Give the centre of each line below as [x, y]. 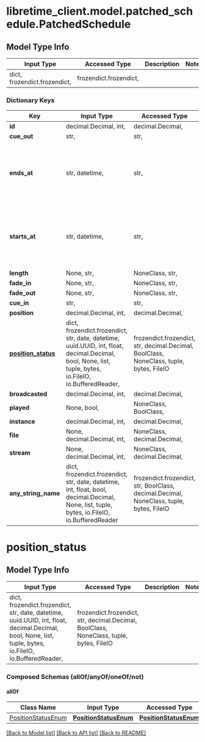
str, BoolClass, [154, 486]
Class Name [38, 708]
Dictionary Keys [31, 100]
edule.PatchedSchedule [69, 24]
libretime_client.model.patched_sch [100, 11]
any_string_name [35, 494]
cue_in [19, 303]
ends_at [21, 173]
